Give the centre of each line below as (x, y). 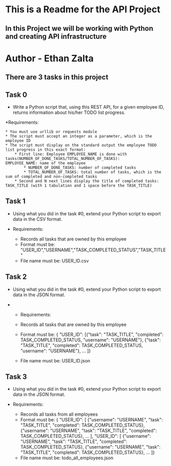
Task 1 (15, 201)
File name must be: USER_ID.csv (55, 260)
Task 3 (16, 377)
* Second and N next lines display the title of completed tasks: (87, 181)
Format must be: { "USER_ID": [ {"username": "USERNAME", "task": (91, 420)
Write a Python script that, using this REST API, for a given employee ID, (89, 107)
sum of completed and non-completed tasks (51, 176)
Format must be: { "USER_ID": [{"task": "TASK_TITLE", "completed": (92, 334)
